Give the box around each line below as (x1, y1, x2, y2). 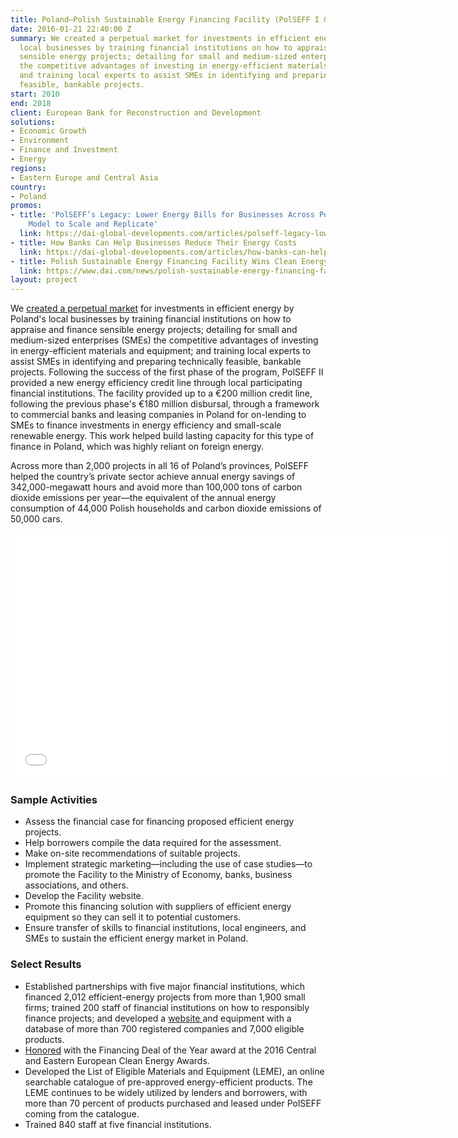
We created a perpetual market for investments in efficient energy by (10, 302, 295, 315)
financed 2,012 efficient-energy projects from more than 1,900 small (24, 991, 306, 1003)
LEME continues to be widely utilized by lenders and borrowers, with (24, 1086, 308, 1098)
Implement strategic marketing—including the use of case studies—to (24, 858, 313, 870)
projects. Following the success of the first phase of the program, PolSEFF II (10, 366, 324, 378)
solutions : (10, 117, 56, 127)
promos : (10, 201, 43, 211)
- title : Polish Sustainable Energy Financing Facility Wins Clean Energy (10, 256, 329, 266)
